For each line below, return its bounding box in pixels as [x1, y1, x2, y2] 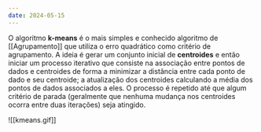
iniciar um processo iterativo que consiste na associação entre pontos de [8, 58, 245, 68]
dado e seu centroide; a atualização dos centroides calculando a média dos [8, 75, 253, 84]
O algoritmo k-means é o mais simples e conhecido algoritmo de [8, 33, 219, 42]
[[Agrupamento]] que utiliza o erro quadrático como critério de [8, 41, 211, 51]
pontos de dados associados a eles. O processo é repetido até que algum [8, 83, 247, 93]
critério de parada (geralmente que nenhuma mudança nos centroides [8, 91, 236, 101]
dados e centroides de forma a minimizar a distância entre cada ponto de [8, 66, 246, 75]
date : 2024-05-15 [8, 11, 65, 20]
